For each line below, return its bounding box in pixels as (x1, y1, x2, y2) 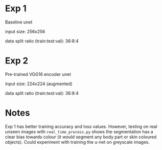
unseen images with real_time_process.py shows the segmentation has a (5, 129, 153, 134)
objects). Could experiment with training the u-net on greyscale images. (5, 139, 150, 145)
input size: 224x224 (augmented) (5, 81, 72, 86)
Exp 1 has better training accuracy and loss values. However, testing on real (5, 123, 158, 129)
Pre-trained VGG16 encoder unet (5, 71, 71, 77)
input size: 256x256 (5, 28, 46, 34)
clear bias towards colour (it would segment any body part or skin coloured (5, 134, 157, 140)
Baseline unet (5, 19, 33, 25)
